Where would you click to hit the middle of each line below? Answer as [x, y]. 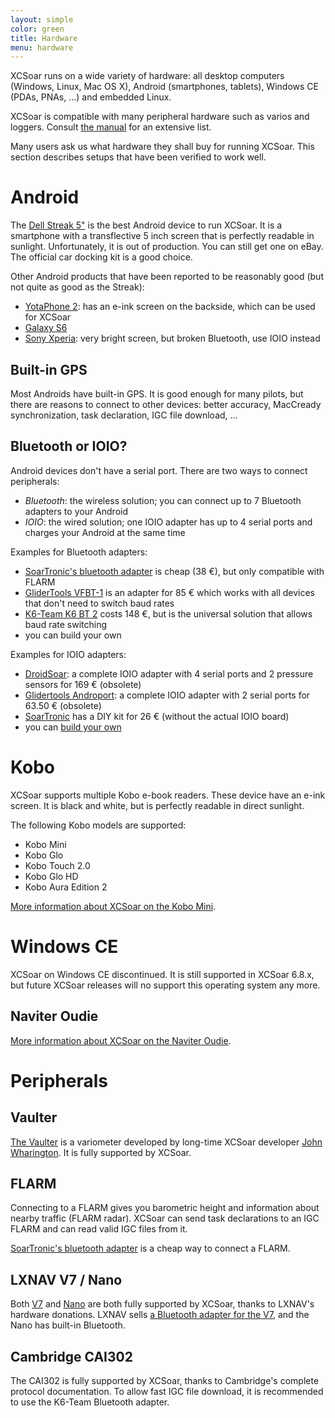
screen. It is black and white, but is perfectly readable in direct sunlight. [157, 805]
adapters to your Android [76, 511]
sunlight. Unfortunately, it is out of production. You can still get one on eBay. [167, 247]
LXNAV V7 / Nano [66, 1279]
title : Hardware [44, 38]
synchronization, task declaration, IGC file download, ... [124, 415]
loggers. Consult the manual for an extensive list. [111, 127]
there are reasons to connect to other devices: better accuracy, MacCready [166, 404]
